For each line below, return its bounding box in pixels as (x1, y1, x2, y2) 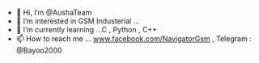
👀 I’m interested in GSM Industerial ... (15, 16, 140, 26)
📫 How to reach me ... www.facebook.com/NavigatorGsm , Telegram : (15, 34, 253, 44)
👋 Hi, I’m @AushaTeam (15, 8, 92, 17)
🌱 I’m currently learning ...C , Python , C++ (15, 25, 158, 34)
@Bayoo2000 (15, 45, 62, 55)
